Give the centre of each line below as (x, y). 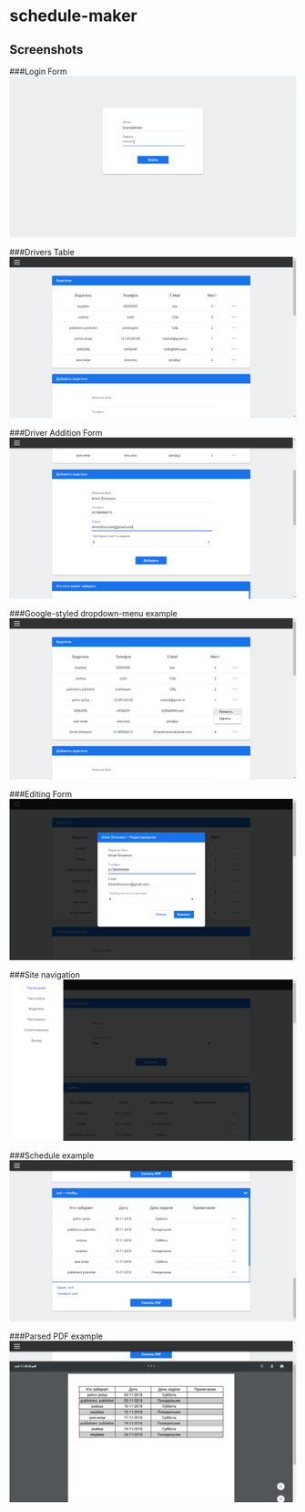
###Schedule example (52, 1155)
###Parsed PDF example (56, 1336)
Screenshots (46, 50)
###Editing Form (41, 794)
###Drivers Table (42, 252)
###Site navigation (45, 975)
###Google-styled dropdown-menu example (93, 613)
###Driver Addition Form (56, 433)
